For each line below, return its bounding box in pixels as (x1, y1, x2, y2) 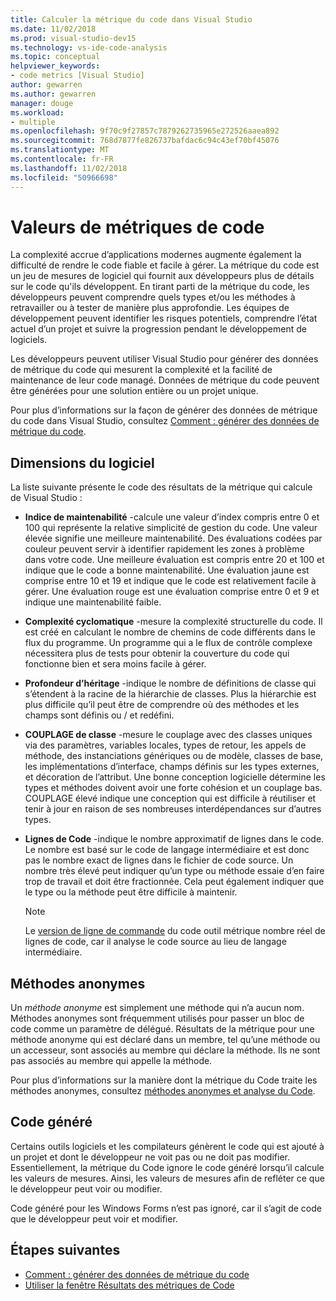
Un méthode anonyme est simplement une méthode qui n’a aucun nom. (10, 1002, 305, 1014)
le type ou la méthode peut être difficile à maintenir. (24, 886, 238, 898)
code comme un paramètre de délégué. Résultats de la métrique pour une (10, 1023, 315, 1035)
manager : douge (10, 98, 74, 108)
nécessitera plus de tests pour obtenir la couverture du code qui (24, 647, 290, 660)
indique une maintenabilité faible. (24, 596, 162, 608)
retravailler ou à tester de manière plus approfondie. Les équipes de (10, 302, 290, 314)
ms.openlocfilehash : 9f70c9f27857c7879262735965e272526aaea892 (10, 126, 280, 136)
